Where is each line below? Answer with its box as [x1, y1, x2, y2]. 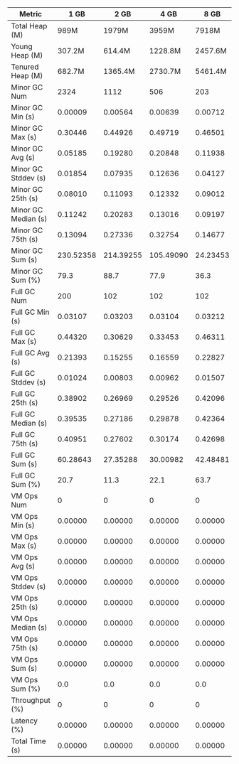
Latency [11, 716, 38, 726]
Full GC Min [11, 307, 50, 317]
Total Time [11, 736, 46, 746]
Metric [18, 9, 43, 18]
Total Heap [11, 21, 48, 31]
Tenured [11, 62, 39, 72]
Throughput [11, 696, 51, 705]
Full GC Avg [11, 348, 50, 357]
